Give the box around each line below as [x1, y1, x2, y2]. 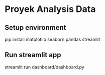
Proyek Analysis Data [5, 3, 96, 15]
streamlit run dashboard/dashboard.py [5, 64, 85, 70]
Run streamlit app [5, 51, 61, 59]
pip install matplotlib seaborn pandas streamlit [5, 36, 100, 42]
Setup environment [5, 23, 66, 32]
